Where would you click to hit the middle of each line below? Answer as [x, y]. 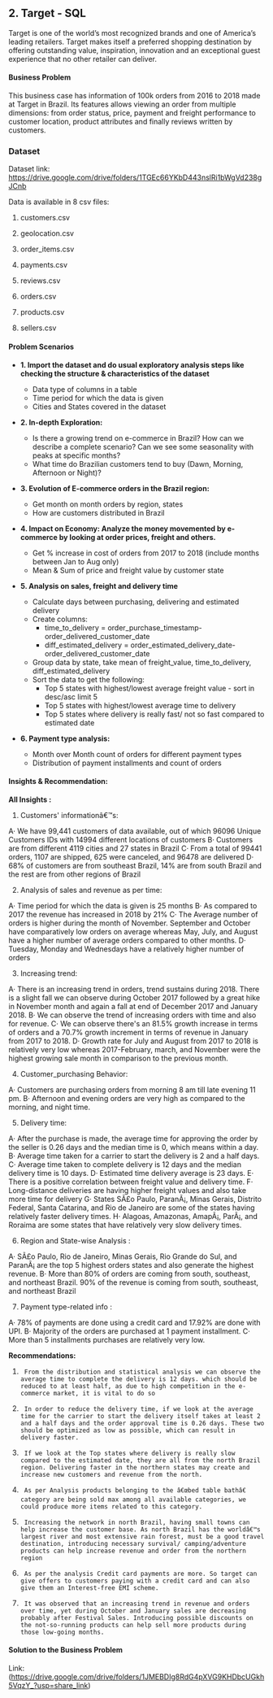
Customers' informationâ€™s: [69, 815]
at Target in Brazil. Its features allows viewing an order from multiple [122, 104]
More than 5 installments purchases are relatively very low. [107, 1339]
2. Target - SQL [48, 13]
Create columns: [60, 619]
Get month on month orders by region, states [108, 504]
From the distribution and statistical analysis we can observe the [143, 1372]
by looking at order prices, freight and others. [137, 537]
